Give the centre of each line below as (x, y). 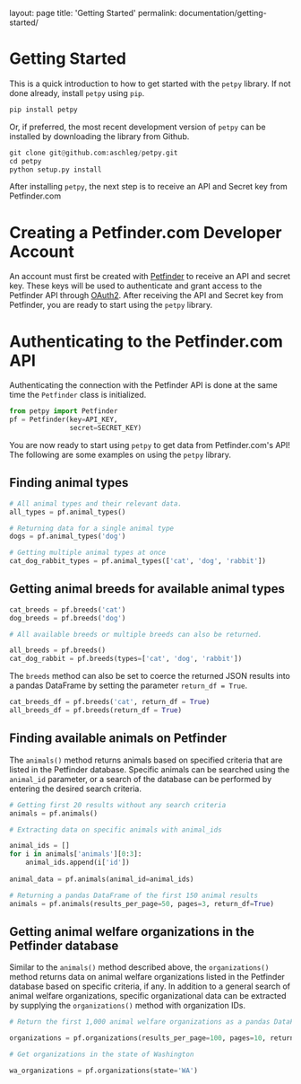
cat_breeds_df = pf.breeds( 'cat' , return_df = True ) (110, 702)
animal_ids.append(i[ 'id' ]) (77, 863)
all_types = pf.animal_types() (68, 512)
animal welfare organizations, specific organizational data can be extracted (148, 996)
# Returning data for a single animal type (92, 528)
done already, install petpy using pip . (77, 93)
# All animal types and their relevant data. (95, 503)
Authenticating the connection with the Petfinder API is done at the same (143, 385)
